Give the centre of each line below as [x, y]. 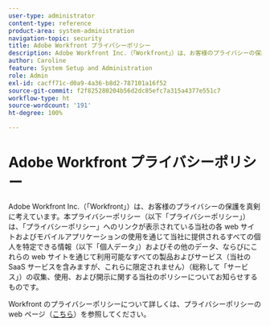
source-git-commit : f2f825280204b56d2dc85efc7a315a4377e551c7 [115, 91]
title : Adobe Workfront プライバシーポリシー [80, 46]
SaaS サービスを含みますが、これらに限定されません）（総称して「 [118, 266]
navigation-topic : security [55, 38]
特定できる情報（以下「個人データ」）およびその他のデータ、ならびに [137, 246]
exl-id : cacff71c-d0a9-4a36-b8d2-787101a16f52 [88, 83]
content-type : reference [50, 23]
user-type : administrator [51, 16]
